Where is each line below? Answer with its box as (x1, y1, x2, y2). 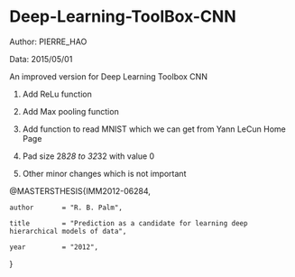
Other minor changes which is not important (22, 168, 187, 179)
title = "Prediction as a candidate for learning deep (9, 218, 248, 227)
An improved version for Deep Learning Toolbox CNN (9, 70, 207, 82)
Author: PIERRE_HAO (9, 36, 88, 47)
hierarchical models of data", (9, 226, 127, 235)
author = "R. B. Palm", (9, 203, 124, 212)
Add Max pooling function (22, 106, 119, 116)
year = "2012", (9, 242, 99, 252)
